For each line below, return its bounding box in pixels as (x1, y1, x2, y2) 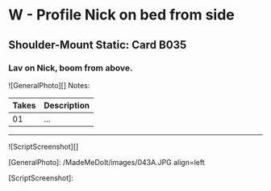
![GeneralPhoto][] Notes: (8, 80, 90, 90)
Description (44, 100, 90, 111)
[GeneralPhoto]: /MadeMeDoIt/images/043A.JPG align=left (8, 157, 206, 167)
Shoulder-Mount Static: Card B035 (8, 38, 187, 52)
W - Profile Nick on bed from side (8, 6, 236, 24)
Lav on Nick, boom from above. (8, 62, 133, 74)
